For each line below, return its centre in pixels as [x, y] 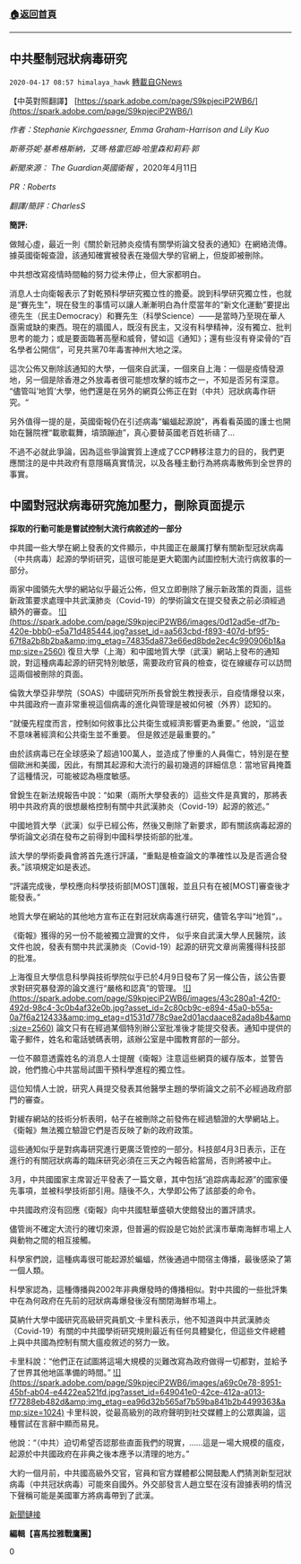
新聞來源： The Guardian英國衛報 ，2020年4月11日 [103, 168]
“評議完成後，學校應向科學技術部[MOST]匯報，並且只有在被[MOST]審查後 [146, 885]
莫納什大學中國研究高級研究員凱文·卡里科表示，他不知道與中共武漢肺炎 [140, 1319]
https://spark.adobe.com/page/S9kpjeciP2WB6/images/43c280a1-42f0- [146, 997]
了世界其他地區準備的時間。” [60, 1372]
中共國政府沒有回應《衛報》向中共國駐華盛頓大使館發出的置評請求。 [135, 1209]
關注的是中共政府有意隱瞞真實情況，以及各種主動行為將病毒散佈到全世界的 [154, 463]
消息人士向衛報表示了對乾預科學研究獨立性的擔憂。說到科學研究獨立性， [142, 294]
